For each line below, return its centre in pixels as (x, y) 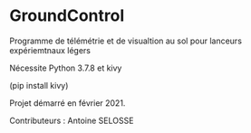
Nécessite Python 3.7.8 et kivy (66, 68)
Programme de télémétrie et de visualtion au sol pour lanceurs (126, 41)
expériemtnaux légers (50, 50)
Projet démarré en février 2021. (68, 103)
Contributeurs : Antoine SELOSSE (72, 120)
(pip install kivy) (39, 85)
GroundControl (67, 16)
